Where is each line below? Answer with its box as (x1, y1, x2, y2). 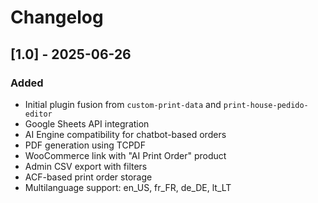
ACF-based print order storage (24, 171, 153, 183)
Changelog (10, 6, 104, 29)
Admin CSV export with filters (24, 160, 148, 172)
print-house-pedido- (223, 100, 309, 110)
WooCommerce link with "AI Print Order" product (24, 149, 227, 161)
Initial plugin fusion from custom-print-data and (24, 98, 222, 110)
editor (24, 109, 53, 119)
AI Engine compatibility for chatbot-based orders (24, 128, 227, 140)
